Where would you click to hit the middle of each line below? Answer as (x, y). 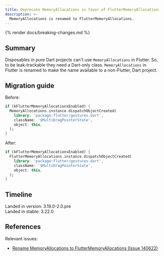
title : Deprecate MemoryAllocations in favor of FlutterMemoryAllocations (83, 10)
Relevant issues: (21, 238)
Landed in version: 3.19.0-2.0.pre (38, 207)
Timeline (19, 195)
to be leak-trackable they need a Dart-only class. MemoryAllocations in (76, 65)
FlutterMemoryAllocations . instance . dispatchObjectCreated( (71, 157)
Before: (12, 97)
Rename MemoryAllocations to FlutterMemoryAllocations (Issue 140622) (85, 248)
